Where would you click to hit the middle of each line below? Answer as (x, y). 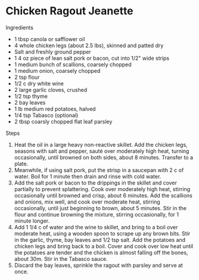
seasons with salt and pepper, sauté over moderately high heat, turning (102, 151)
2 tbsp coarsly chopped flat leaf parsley (63, 121)
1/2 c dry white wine (39, 83)
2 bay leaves (30, 102)
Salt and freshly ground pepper (53, 51)
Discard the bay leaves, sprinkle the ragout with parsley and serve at (98, 265)
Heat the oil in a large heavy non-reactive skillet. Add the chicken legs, (101, 144)
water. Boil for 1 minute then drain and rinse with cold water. (88, 176)
